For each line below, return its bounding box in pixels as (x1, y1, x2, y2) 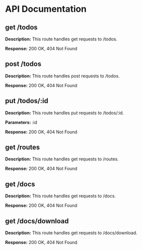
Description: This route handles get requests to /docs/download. (5, 230, 138, 236)
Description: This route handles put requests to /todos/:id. (5, 110, 124, 116)
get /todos (5, 23, 38, 31)
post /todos (5, 60, 41, 68)
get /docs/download (5, 217, 69, 225)
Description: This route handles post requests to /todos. (5, 73, 120, 79)
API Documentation (5, 3, 87, 15)
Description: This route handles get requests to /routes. (5, 156, 119, 162)
